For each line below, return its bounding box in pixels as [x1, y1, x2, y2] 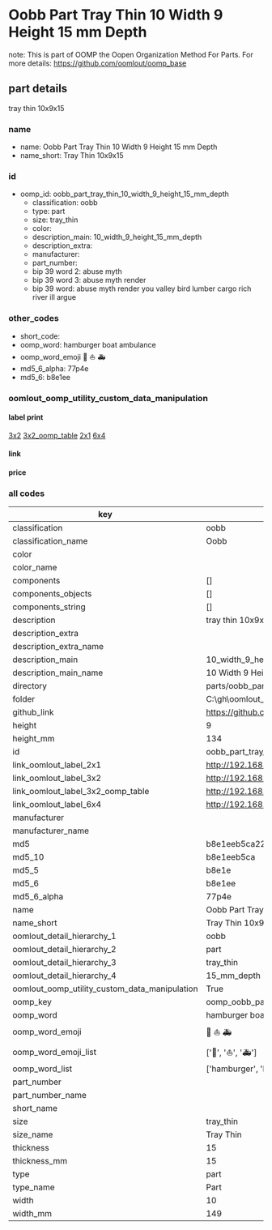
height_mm [12, 733, 55, 745]
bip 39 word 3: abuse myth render [32, 275, 147, 285]
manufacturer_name [12, 825, 90, 836]
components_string [12, 601, 87, 613]
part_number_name [12, 1090, 87, 1101]
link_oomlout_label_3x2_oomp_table [12, 786, 150, 797]
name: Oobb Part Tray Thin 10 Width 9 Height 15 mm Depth [19, 142, 218, 152]
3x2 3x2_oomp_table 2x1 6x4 [8, 430, 106, 440]
